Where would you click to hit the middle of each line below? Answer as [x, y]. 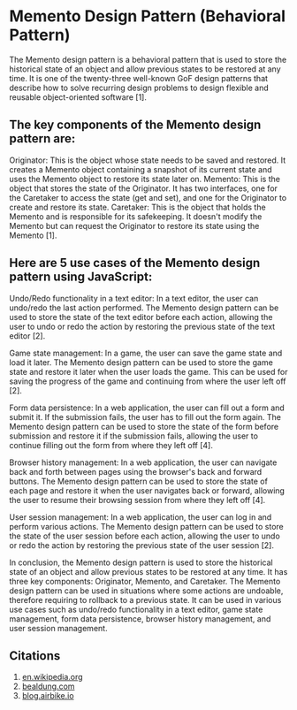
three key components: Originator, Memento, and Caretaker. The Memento [145, 581]
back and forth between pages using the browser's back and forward [136, 471]
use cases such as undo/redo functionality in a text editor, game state [136, 609]
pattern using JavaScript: [81, 277]
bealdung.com [48, 686]
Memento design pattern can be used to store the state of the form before [144, 426]
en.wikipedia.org [52, 677]
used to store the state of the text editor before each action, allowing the [141, 317]
